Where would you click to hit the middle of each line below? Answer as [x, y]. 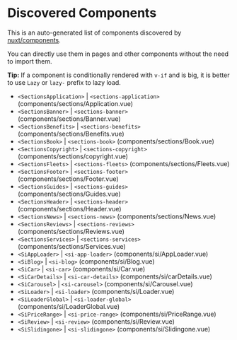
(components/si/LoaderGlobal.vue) [69, 306]
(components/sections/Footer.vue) [68, 179]
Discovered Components [82, 13]
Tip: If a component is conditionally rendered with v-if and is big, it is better [118, 75]
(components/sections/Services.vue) [71, 246]
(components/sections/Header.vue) [69, 209]
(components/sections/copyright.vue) [73, 156]
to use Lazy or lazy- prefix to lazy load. [64, 82]
